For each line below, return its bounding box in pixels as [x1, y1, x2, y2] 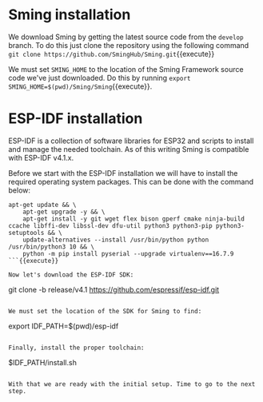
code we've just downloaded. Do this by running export [8, 73, 191, 82]
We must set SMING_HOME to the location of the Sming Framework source [8, 64, 244, 74]
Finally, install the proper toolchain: [8, 344, 145, 352]
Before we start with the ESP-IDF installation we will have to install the [8, 168, 238, 177]
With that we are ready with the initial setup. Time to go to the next [8, 380, 256, 388]
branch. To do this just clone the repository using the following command [8, 40, 249, 50]
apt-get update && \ [8, 201, 78, 209]
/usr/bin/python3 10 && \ [8, 242, 94, 251]
